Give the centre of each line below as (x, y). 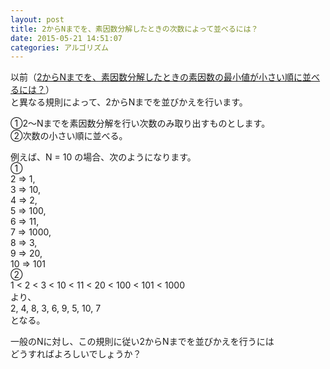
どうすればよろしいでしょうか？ (76, 354)
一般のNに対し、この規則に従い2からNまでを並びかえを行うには (142, 342)
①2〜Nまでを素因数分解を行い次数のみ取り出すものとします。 (140, 123)
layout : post (37, 19)
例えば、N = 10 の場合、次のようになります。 (103, 157)
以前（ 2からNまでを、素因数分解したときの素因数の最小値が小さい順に (156, 77)
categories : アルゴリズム (59, 47)
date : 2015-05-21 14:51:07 (66, 38)
